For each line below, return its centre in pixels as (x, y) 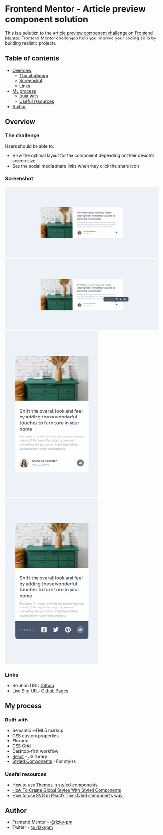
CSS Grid (21, 746)
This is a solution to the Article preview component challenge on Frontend (79, 33)
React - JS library (30, 757)
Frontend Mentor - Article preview (75, 9)
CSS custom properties (36, 736)
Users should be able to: (30, 146)
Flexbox (20, 741)
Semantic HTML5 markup (38, 731)
